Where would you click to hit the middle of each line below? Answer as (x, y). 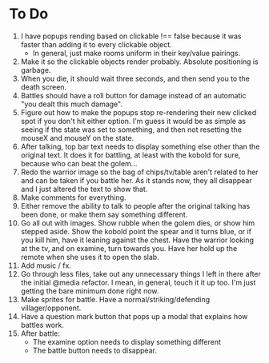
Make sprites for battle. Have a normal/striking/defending (115, 299)
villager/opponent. (51, 308)
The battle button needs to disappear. (94, 350)
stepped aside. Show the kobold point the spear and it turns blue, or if (136, 231)
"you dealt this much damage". (72, 104)
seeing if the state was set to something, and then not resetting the (131, 130)
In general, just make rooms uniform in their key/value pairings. (137, 53)
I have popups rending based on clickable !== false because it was (131, 36)
